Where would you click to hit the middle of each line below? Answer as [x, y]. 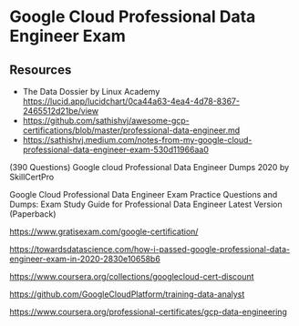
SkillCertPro [32, 177]
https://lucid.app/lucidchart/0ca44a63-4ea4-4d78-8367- [131, 101]
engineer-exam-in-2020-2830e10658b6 [85, 259]
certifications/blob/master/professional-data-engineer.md [131, 130]
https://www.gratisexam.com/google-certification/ [104, 231]
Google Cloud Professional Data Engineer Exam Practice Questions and [144, 194]
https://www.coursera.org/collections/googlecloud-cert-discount [132, 276]
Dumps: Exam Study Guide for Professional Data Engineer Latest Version [146, 204]
